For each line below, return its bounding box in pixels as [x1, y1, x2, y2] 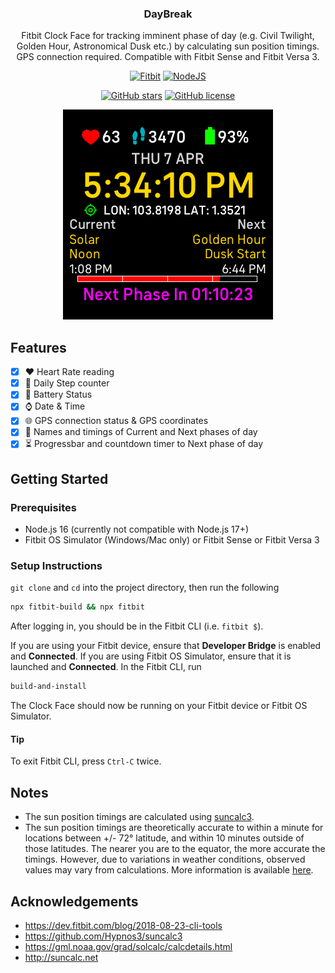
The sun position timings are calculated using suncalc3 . [24, 811, 255, 823]
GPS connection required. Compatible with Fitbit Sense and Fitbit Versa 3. [16, 51, 320, 63]
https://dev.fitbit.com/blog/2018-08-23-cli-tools [24, 919, 223, 931]
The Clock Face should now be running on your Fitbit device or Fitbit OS [10, 700, 308, 712]
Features [10, 339, 67, 356]
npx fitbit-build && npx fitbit [10, 602, 145, 612]
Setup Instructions [10, 559, 103, 573]
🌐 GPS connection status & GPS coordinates [24, 415, 209, 427]
